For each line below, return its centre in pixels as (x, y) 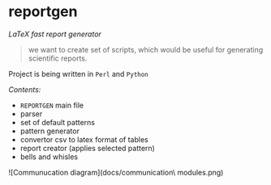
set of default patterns (58, 122)
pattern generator (49, 131)
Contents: (25, 89)
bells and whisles (49, 157)
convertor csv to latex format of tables (84, 139)
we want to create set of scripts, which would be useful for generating (146, 49)
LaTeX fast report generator (55, 34)
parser (31, 114)
